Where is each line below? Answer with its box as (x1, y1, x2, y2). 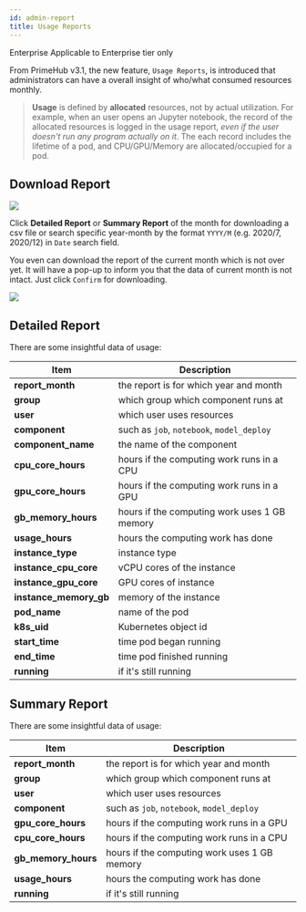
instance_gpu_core (14, 576, 98, 589)
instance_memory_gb (14, 591, 110, 604)
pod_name (14, 606, 61, 618)
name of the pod (117, 606, 189, 618)
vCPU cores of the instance (117, 562, 236, 575)
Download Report (9, 176, 111, 192)
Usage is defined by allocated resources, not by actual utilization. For (31, 101, 294, 112)
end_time (14, 650, 56, 663)
